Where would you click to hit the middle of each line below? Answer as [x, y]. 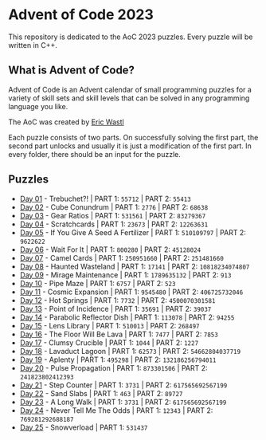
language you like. [38, 106]
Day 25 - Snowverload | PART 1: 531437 [84, 427]
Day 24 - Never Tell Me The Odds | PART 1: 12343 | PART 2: [116, 410]
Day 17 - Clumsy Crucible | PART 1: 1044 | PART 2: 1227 [109, 342]
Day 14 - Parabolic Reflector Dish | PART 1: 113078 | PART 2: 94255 [127, 317]
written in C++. [33, 45]
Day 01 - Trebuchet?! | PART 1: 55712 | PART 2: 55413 [105, 198]
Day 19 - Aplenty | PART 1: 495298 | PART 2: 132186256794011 [118, 359]
